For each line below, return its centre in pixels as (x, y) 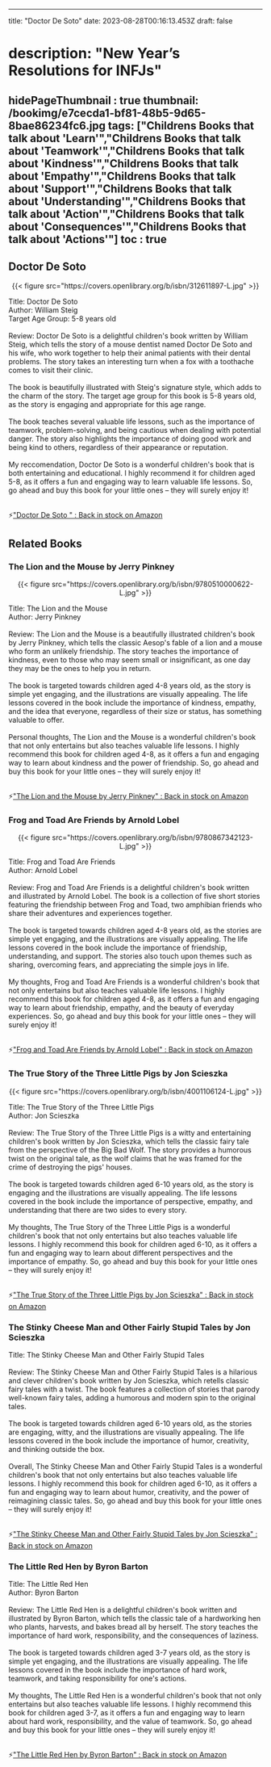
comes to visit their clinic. (51, 370)
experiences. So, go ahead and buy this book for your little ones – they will (132, 1016)
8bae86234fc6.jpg (57, 126)
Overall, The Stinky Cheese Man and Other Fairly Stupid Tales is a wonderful (135, 1466)
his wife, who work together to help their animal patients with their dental (129, 353)
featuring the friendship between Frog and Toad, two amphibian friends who (135, 904)
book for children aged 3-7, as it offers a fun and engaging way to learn (127, 1713)
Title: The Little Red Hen (48, 1584)
